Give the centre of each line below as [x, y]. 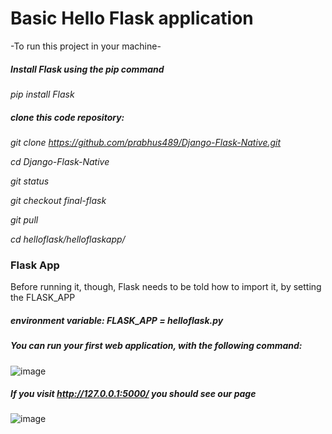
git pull [24, 219]
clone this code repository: [67, 117]
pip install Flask [42, 94]
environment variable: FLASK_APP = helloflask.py [117, 320]
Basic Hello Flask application [132, 18]
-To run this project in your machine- [86, 46]
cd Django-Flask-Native [60, 161]
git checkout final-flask [58, 200]
